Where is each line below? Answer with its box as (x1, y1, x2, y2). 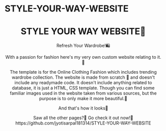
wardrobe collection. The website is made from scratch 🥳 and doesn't (11, 74, 155, 80)
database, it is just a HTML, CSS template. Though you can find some (11, 85, 155, 91)
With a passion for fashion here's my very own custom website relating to (5, 54, 157, 60)
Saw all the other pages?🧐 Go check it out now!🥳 (33, 115, 134, 121)
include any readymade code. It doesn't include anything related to (14, 80, 153, 86)
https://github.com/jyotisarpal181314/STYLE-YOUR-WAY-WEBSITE (15, 120, 152, 126)
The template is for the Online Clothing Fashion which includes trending (9, 69, 157, 75)
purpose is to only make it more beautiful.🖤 (39, 96, 128, 102)
